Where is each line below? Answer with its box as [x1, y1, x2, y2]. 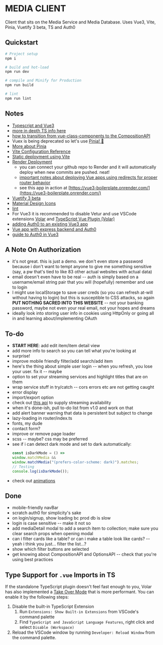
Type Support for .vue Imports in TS [5, 571, 115, 579]
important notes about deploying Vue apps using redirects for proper [19, 174, 158, 180]
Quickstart [5, 39, 38, 47]
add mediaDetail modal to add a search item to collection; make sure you [12, 525, 158, 531]
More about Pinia [12, 143, 47, 149]
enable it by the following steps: [5, 594, 69, 600]
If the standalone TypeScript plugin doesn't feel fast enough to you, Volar [5, 584, 152, 590]
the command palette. [12, 635, 56, 641]
